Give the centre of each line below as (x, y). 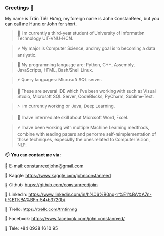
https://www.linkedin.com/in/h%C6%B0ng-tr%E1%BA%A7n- (90, 195)
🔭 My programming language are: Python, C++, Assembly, (76, 65)
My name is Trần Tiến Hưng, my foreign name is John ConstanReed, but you (82, 19)
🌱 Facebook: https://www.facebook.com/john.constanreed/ (65, 219)
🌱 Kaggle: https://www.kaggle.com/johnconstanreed (58, 176)
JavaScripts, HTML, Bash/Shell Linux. (55, 70)
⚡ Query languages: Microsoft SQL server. (59, 80)
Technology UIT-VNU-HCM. (45, 38)
